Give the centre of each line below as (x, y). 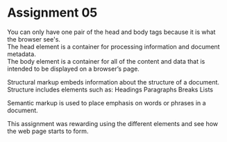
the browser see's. (34, 39)
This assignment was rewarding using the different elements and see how (113, 123)
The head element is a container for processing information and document (113, 46)
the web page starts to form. (48, 131)
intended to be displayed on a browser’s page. (74, 69)
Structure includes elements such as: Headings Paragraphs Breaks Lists (110, 89)
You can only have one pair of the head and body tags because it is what (111, 32)
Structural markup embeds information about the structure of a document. (113, 82)
